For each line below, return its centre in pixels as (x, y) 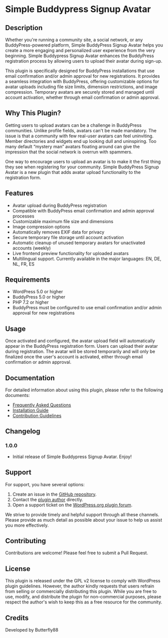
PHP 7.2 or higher (31, 302)
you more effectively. (27, 525)
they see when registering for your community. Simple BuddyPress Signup (82, 167)
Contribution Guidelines (37, 416)
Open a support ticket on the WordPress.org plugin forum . (72, 505)
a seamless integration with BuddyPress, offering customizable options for (82, 81)
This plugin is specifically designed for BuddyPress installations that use (80, 71)
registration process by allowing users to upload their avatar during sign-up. (84, 61)
